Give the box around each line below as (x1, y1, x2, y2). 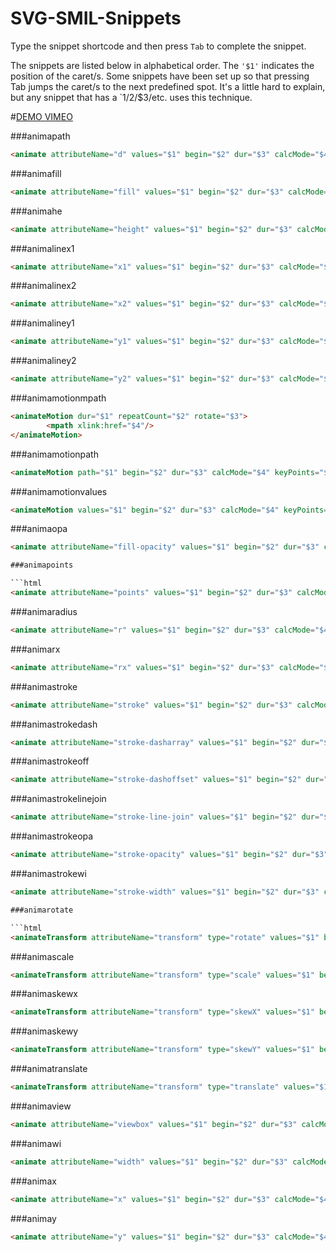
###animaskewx (10, 988, 79, 1000)
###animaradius (10, 605, 78, 617)
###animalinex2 (10, 280, 77, 292)
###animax (10, 1175, 57, 1187)
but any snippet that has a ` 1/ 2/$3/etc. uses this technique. (10, 91, 253, 103)
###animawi (10, 1137, 62, 1149)
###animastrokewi (10, 868, 87, 880)
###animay (10, 1212, 57, 1224)
